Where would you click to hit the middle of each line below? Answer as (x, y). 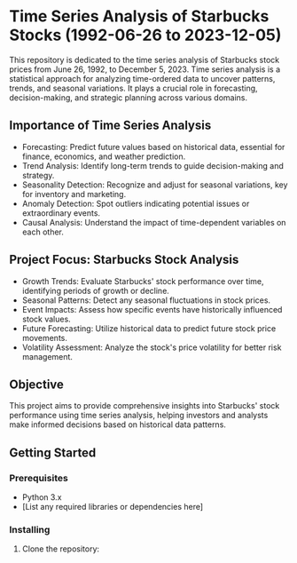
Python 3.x (42, 497)
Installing (30, 529)
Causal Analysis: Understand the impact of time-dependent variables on (154, 222)
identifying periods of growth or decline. (96, 290)
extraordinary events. (61, 213)
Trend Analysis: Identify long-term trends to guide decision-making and (152, 165)
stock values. (46, 319)
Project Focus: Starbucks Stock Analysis (124, 260)
